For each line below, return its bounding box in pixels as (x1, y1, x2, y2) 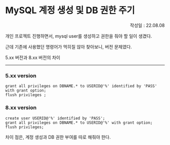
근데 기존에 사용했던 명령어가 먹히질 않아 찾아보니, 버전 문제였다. (5, 43, 133, 50)
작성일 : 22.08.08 (130, 22, 165, 28)
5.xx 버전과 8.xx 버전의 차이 (5, 54, 61, 61)
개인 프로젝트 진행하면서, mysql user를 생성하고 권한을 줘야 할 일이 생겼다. (5, 33, 152, 39)
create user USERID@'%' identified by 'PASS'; (5, 116, 105, 121)
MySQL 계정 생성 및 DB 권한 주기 (5, 5, 135, 16)
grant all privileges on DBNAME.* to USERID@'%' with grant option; (5, 120, 153, 125)
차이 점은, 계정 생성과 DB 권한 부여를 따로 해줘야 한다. (5, 134, 111, 140)
